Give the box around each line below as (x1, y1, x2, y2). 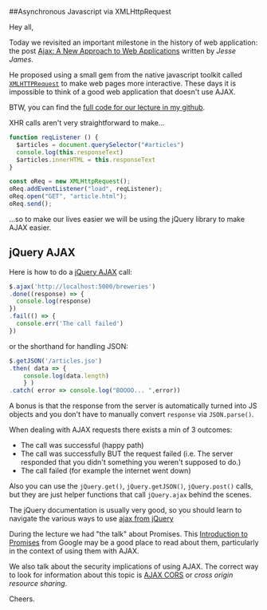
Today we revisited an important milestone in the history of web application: (9, 38, 258, 47)
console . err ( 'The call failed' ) (16, 319, 124, 328)
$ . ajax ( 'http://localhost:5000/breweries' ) (9, 283, 156, 291)
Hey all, (9, 22, 34, 31)
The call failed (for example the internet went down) (20, 466, 191, 476)
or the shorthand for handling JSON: (9, 341, 128, 351)
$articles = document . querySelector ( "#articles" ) (16, 141, 184, 149)
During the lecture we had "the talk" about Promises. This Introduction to (9, 529, 248, 539)
